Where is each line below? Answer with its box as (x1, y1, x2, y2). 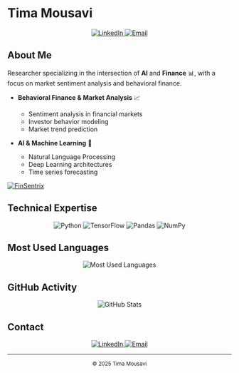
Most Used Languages (7, 241, 109, 254)
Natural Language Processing (28, 152, 116, 161)
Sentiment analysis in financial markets (28, 109, 143, 118)
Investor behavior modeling (28, 117, 109, 126)
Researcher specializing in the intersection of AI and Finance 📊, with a (7, 68, 216, 77)
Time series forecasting (28, 168, 98, 176)
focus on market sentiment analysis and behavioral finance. (7, 78, 183, 87)
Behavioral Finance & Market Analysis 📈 (17, 93, 141, 101)
